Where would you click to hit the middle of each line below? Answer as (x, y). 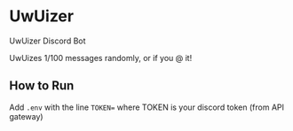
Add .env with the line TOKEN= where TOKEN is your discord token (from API (146, 107)
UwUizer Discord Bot (48, 41)
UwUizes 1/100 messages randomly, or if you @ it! (101, 58)
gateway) (26, 116)
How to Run (42, 86)
